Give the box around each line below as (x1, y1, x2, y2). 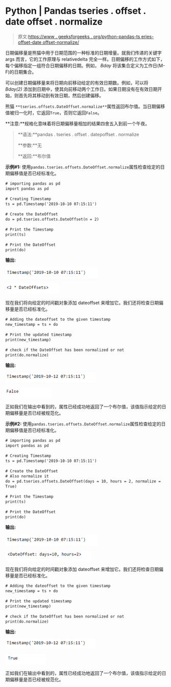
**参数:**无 (17, 142, 42, 148)
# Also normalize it (5, 473, 50, 479)
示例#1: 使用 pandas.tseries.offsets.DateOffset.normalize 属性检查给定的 (5, 164, 161, 170)
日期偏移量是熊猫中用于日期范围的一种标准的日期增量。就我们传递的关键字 (5, 49, 162, 56)
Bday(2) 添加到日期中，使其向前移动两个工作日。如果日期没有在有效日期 (5, 86, 158, 92)
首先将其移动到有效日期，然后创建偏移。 (18, 92, 104, 98)
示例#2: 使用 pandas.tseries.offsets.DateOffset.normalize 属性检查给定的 (5, 421, 162, 427)
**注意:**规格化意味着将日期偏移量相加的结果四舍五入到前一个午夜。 (5, 120, 150, 126)
